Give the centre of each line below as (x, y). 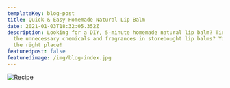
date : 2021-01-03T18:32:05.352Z (53, 26)
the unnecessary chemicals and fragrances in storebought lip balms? (114, 39)
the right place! (38, 45)
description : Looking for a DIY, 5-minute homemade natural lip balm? (110, 32)
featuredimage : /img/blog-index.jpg (59, 58)
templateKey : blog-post (41, 13)
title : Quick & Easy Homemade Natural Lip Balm (76, 20)
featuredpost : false (37, 52)
